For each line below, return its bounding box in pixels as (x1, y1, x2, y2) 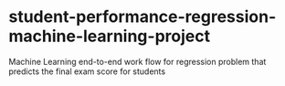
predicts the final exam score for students (8, 66, 166, 77)
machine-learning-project (8, 26, 211, 47)
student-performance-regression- (8, 6, 277, 27)
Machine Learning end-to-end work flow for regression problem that (8, 56, 267, 67)
